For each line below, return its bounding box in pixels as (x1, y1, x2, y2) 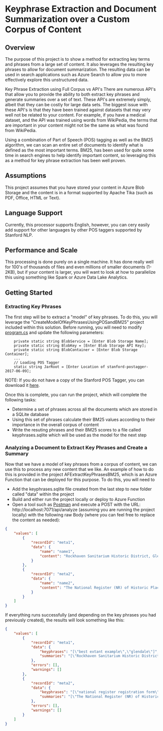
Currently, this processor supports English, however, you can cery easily (5, 222, 150, 228)
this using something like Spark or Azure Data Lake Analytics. (5, 274, 128, 280)
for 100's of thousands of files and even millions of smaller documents (5, 264, 146, 270)
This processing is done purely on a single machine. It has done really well (5, 259, 154, 265)
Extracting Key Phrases (5, 303, 62, 310)
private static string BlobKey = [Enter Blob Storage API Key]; (14, 343, 147, 348)
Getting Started (5, 288, 53, 297)
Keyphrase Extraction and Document (5, 3, 157, 15)
